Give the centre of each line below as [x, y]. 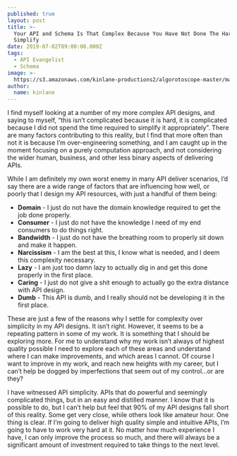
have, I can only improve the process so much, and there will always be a [114, 438]
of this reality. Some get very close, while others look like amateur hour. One [118, 415]
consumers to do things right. [60, 230]
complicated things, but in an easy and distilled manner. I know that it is [111, 400]
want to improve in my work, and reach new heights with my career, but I [113, 364]
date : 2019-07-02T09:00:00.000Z [55, 47]
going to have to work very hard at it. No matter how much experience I [111, 430]
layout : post [26, 20]
